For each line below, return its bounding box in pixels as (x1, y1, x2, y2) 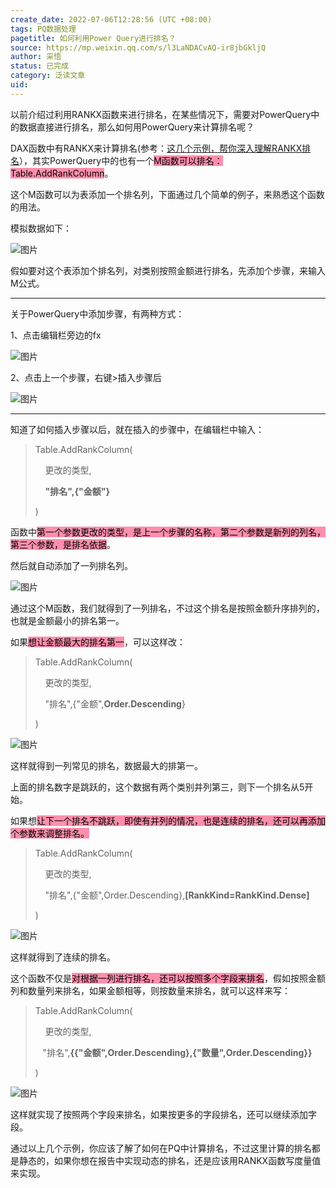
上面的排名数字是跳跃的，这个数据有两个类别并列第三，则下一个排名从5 (10, 781, 305, 793)
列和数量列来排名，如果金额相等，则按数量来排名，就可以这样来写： (10, 984, 291, 996)
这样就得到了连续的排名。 (10, 951, 116, 963)
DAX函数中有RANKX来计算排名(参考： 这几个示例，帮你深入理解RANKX (10, 142, 303, 154)
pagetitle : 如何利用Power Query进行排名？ (10, 33, 177, 43)
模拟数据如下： (10, 222, 72, 234)
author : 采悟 (10, 52, 62, 62)
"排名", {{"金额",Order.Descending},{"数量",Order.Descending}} (42, 1046, 313, 1058)
